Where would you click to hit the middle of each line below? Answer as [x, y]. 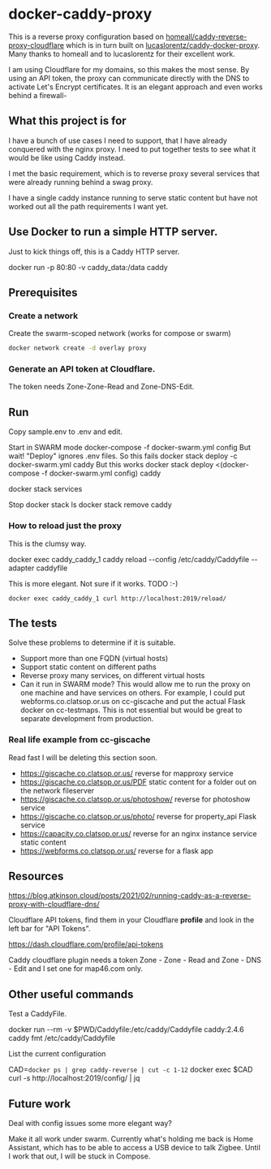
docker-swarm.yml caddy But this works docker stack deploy [111, 465]
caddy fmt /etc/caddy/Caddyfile [62, 1038]
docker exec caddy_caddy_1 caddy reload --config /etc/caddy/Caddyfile [129, 559]
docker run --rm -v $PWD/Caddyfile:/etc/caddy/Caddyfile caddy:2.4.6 [127, 1029]
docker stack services [45, 489]
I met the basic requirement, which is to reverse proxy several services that [134, 173]
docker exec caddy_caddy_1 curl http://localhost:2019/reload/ [118, 598]
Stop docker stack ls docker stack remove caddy [90, 505]
